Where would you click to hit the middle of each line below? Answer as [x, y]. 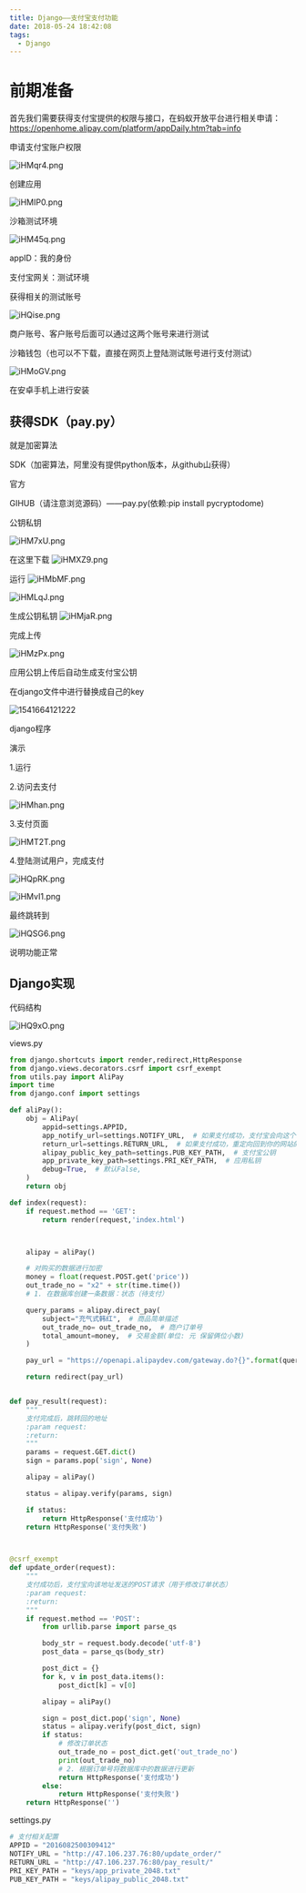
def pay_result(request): [58, 1402]
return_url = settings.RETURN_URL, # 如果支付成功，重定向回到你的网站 [168, 1144]
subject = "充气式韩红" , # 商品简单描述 [110, 1318]
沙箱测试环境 [33, 221]
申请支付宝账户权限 [46, 148]
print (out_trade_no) [97, 1760]
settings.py [31, 1820]
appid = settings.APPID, [85, 1127]
